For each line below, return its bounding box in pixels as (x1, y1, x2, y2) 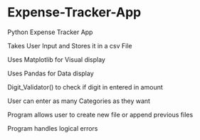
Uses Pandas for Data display (7, 69, 94, 77)
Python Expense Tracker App (7, 28, 93, 36)
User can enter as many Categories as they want (7, 97, 151, 105)
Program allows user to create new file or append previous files (7, 110, 194, 119)
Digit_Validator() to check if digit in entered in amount (7, 82, 164, 91)
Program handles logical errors (7, 124, 98, 132)
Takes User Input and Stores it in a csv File (7, 41, 133, 50)
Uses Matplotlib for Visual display (7, 55, 105, 64)
